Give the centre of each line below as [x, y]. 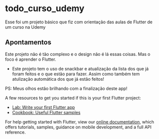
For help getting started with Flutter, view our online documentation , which [80, 122]
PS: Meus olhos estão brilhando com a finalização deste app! [66, 88]
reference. [15, 132]
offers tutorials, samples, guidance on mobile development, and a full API [78, 127]
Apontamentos [28, 43]
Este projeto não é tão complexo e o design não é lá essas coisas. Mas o [78, 54]
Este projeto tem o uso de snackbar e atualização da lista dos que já [80, 69]
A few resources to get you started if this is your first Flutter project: [73, 98]
